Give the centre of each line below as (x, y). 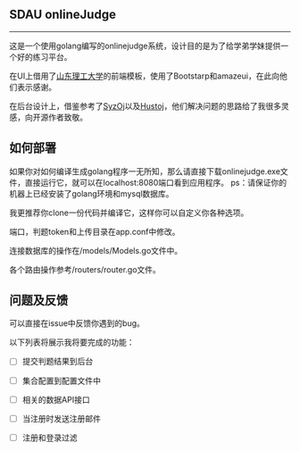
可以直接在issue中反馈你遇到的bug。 (77, 323)
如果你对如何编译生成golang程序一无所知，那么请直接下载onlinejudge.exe (145, 171)
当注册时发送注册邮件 (61, 418)
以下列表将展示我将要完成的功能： (72, 342)
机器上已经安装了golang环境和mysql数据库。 (92, 193)
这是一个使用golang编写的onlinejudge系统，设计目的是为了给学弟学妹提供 (145, 46)
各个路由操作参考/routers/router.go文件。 (85, 269)
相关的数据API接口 (56, 399)
